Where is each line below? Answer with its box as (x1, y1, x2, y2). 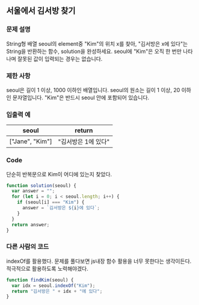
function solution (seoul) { (6, 182, 77, 188)
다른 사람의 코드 (6, 242, 49, 251)
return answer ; (11, 221, 50, 227)
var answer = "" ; (11, 188, 55, 194)
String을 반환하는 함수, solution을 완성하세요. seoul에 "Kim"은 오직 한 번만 (6, 48, 182, 55)
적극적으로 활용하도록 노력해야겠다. (6, 265, 88, 272)
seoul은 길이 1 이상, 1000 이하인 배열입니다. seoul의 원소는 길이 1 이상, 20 (6, 86, 180, 93)
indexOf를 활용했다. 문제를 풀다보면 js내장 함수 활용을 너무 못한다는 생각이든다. (6, 257, 192, 265)
